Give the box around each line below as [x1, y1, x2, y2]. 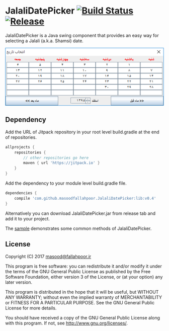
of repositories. [5, 134, 37, 140]
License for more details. [5, 305, 57, 311]
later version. [5, 279, 33, 285]
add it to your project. [5, 215, 50, 221]
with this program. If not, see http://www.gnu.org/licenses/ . [5, 320, 128, 326]
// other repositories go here [23, 155, 89, 160]
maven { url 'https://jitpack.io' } [23, 160, 100, 165]
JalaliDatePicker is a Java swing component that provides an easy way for [5, 32, 159, 38]
